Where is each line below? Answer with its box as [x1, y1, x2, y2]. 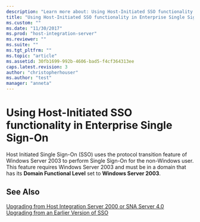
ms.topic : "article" [6, 53, 58, 59]
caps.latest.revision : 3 [6, 64, 68, 70]
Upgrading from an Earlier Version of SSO [6, 209, 109, 216]
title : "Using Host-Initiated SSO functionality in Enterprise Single [6, 14, 185, 20]
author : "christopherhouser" [6, 69, 79, 75]
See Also [6, 187, 40, 197]
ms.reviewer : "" [6, 36, 46, 42]
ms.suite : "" [6, 42, 39, 48]
